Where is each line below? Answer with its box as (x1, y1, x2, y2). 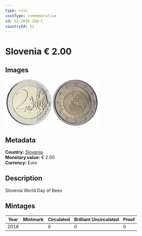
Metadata (5, 136, 36, 144)
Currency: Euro (5, 160, 37, 166)
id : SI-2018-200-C (5, 18, 43, 23)
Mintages (5, 202, 35, 211)
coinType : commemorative (5, 13, 57, 18)
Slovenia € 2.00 (5, 46, 72, 57)
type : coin (5, 8, 28, 13)
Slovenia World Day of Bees (5, 187, 62, 193)
